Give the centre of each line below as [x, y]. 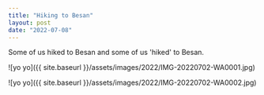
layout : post [30, 23]
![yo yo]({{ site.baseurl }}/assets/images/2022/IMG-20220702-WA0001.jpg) [132, 68]
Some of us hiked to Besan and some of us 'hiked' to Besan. [106, 53]
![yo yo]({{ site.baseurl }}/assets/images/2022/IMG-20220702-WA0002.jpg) [132, 82]
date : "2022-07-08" [40, 30]
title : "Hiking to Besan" [51, 15]
